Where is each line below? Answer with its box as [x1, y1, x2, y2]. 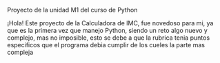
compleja [7, 48, 34, 56]
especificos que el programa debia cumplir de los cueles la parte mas [7, 41, 206, 49]
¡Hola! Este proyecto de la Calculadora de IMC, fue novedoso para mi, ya [7, 19, 214, 27]
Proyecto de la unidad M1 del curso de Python [7, 6, 138, 14]
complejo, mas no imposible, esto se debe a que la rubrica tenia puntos [7, 34, 210, 42]
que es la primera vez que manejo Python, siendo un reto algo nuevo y [7, 27, 208, 34]
